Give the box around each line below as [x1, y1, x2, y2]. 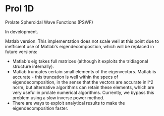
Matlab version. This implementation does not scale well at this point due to [5, 38, 160, 44]
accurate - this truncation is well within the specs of [12, 74, 118, 80]
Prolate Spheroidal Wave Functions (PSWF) [5, 19, 93, 25]
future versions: [5, 49, 38, 55]
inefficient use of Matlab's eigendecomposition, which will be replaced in [5, 43, 155, 49]
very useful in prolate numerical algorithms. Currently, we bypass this [12, 89, 155, 95]
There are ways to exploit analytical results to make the [12, 100, 125, 106]
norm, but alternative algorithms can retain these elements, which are [12, 84, 155, 90]
